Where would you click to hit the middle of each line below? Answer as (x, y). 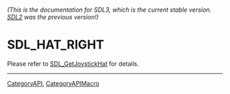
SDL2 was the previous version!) (53, 16)
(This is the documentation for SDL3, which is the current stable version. (110, 10)
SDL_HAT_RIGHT (56, 44)
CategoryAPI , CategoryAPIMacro (53, 83)
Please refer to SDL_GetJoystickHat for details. (73, 63)
